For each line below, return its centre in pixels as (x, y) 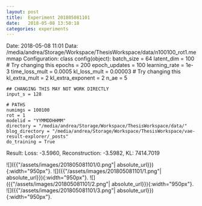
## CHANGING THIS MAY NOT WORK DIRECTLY (58, 89)
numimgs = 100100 (28, 110)
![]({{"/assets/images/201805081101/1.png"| (107, 171)
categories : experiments (37, 29)
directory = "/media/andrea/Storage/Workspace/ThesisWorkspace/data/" (97, 126)
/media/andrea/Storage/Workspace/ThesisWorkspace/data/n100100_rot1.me (101, 53)
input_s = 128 (24, 94)
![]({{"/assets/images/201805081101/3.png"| (61, 190)
